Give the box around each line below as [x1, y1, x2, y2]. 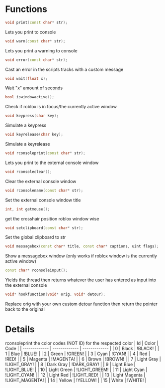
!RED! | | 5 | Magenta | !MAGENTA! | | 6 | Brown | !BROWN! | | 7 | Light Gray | [5, 356, 162, 362]
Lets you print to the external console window [5, 160, 99, 166]
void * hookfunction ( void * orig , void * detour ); [5, 292, 106, 297]
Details [5, 324, 35, 335]
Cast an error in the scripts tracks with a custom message [5, 66, 124, 72]
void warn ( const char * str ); [5, 38, 66, 43]
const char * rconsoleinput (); [5, 268, 68, 273]
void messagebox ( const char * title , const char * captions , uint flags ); [5, 244, 159, 249]
